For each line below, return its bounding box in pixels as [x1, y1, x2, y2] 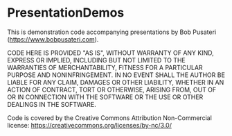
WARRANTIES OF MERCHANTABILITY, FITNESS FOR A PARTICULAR [7, 63, 203, 71]
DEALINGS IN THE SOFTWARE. [7, 100, 96, 108]
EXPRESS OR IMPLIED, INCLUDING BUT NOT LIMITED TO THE [7, 56, 186, 64]
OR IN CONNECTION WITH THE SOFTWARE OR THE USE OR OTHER [7, 92, 204, 101]
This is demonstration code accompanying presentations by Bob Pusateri [7, 28, 217, 36]
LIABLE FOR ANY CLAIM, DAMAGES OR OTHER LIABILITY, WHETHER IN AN [7, 78, 224, 86]
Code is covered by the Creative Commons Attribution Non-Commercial [7, 113, 213, 122]
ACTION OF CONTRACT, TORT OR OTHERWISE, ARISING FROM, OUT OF [7, 85, 217, 94]
